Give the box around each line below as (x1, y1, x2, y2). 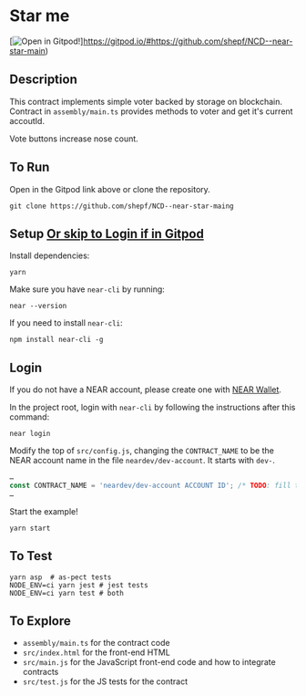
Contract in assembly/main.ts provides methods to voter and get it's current (9, 106, 293, 117)
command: (9, 411, 50, 422)
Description (9, 72, 77, 88)
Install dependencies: (9, 250, 90, 261)
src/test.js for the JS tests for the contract (22, 676, 189, 687)
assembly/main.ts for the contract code (22, 638, 170, 649)
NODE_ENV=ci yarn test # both (9, 588, 125, 597)
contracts (22, 667, 59, 678)
